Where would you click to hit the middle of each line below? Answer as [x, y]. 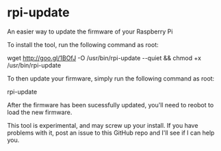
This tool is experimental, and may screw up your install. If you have [103, 125]
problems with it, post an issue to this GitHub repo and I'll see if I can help [111, 133]
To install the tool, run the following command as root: [83, 44]
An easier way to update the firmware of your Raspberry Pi [90, 31]
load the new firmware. [40, 112]
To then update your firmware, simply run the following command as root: [111, 78]
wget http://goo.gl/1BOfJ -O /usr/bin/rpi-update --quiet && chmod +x [104, 58]
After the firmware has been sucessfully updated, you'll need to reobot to [110, 105]
